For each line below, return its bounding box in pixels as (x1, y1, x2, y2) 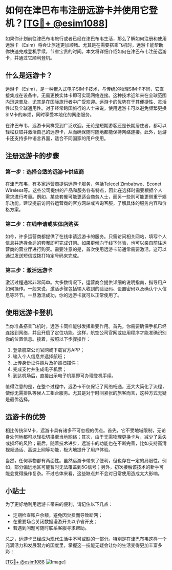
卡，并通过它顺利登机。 (5, 54, 55, 61)
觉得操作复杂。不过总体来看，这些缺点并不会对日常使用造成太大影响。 (14, 470, 162, 476)
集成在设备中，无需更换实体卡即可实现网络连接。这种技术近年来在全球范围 (9, 92, 167, 98)
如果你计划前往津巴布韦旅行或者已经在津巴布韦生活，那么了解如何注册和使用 (5, 35, 167, 42)
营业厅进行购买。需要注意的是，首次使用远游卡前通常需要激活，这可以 (18, 246, 167, 252)
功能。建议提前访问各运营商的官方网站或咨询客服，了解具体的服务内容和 (9, 200, 162, 206)
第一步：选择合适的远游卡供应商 (5, 168, 84, 175)
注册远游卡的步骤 (5, 152, 59, 161)
